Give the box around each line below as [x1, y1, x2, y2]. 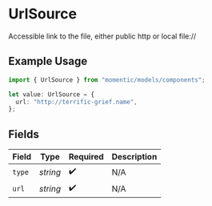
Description [111, 151, 158, 163]
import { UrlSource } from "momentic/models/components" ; [8, 75, 206, 84]
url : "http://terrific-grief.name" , [15, 98, 138, 106]
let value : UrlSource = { [8, 90, 94, 99]
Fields [8, 127, 40, 141]
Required [68, 151, 104, 163]
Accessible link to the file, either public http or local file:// [8, 31, 197, 41]
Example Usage [8, 55, 88, 68]
